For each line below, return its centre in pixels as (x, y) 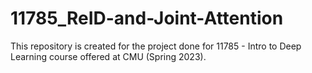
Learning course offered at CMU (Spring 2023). (108, 56)
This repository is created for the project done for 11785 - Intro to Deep (156, 46)
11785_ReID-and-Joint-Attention (147, 18)
